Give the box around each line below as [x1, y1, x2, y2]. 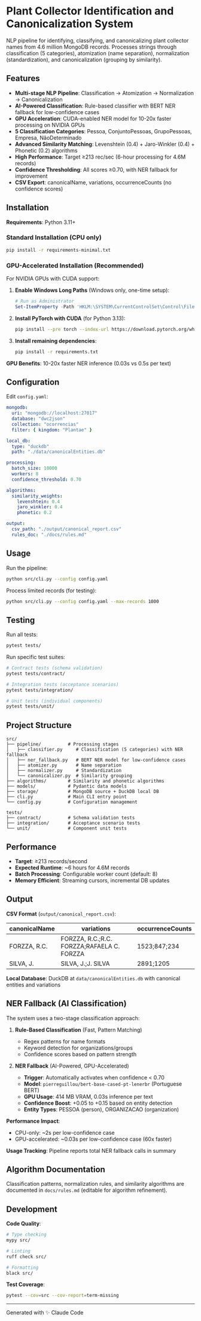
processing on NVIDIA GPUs [14, 121, 86, 129]
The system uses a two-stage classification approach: [6, 1014, 140, 1022]
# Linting [6, 1248, 31, 1254]
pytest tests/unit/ [6, 703, 55, 709]
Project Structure [6, 720, 72, 730]
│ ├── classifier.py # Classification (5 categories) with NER [6, 747, 184, 753]
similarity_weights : [11, 493, 63, 499]
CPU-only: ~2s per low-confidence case [14, 1129, 115, 1136]
